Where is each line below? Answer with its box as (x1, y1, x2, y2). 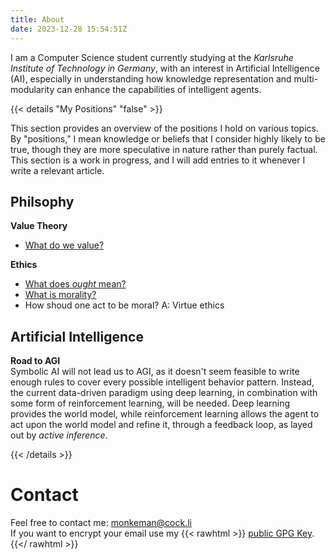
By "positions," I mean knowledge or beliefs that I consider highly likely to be (10, 132, 326, 145)
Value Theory (10, 220, 68, 232)
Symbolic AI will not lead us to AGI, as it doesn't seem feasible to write (10, 366, 300, 378)
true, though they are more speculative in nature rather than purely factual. (10, 143, 318, 155)
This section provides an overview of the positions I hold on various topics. (10, 122, 319, 134)
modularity (10, 83, 55, 95)
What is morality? (24, 289, 97, 301)
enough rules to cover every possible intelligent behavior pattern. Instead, (10, 376, 315, 388)
